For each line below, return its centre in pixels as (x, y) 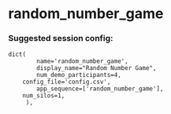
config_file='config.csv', (67, 82)
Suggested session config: (61, 39)
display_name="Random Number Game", (97, 68)
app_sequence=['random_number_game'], (100, 89)
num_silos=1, (44, 96)
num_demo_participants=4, (79, 75)
